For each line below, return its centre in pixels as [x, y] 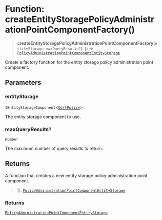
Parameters [23, 83]
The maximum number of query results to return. [54, 148]
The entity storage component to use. [43, 117]
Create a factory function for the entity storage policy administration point [79, 62]
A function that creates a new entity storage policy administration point [76, 175]
